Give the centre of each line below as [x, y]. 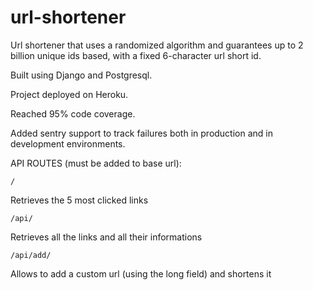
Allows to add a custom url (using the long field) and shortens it [141, 273]
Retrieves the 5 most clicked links [79, 200]
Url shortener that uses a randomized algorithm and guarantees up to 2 [157, 45]
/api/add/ [31, 255]
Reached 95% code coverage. [73, 113]
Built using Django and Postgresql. [81, 75]
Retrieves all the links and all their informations [106, 237]
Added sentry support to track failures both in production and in [141, 133]
